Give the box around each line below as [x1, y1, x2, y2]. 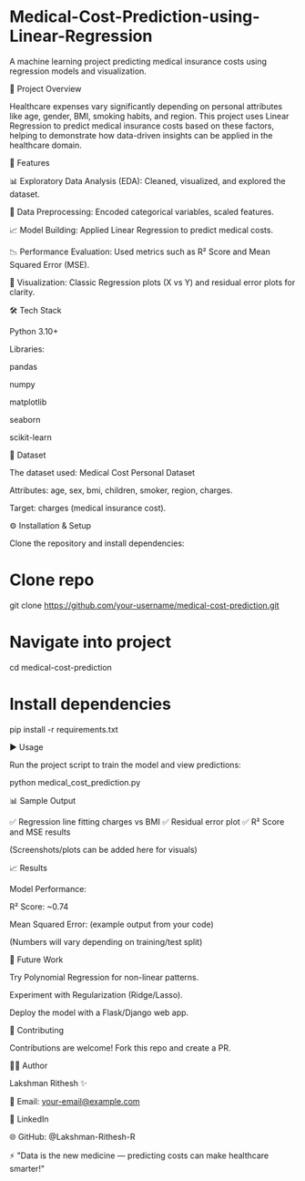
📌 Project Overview [9, 83, 82, 94]
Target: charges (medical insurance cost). [9, 502, 167, 513]
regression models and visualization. [9, 66, 147, 77]
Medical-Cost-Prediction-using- [9, 6, 260, 27]
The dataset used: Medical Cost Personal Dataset [9, 467, 196, 478]
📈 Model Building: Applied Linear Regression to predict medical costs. [9, 224, 274, 235]
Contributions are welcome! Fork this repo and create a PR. [9, 1042, 231, 1053]
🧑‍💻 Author [9, 1060, 48, 1071]
